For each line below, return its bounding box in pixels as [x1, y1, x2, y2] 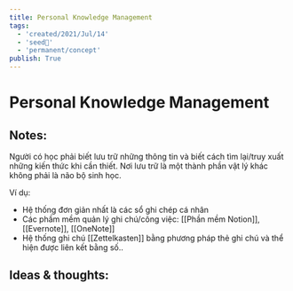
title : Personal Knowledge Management [9, 12, 153, 22]
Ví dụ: [9, 187, 31, 198]
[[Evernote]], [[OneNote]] [21, 224, 115, 233]
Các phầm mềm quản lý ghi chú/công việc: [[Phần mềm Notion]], [21, 214, 260, 224]
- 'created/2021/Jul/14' [17, 29, 109, 38]
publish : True [9, 54, 62, 63]
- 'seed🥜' [17, 37, 53, 47]
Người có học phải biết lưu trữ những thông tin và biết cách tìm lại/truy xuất [9, 152, 284, 161]
